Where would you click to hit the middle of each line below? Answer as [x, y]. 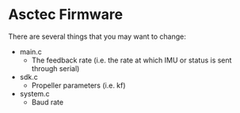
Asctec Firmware [66, 15]
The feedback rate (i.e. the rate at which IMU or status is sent [131, 60]
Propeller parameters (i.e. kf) [78, 85]
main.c [30, 51]
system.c [34, 93]
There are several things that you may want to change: [97, 36]
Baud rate [48, 102]
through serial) [55, 68]
